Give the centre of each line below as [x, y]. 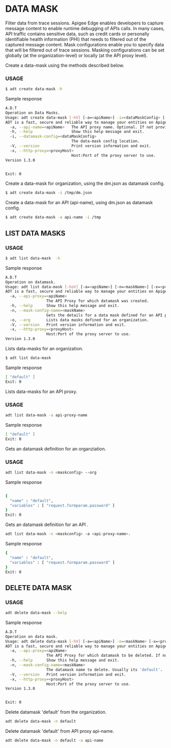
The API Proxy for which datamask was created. [97, 301]
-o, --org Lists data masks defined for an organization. [79, 320]
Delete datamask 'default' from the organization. [56, 712]
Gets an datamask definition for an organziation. [56, 449]
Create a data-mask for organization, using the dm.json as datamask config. [85, 183]
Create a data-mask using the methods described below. [65, 65]
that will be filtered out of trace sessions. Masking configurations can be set [85, 50]
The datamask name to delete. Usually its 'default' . [104, 670]
